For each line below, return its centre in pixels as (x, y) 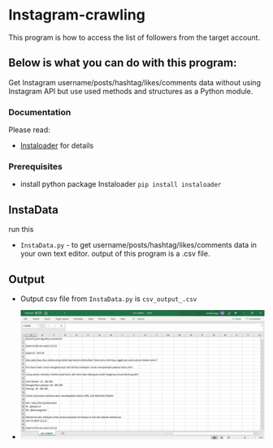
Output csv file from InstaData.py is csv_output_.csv (108, 299)
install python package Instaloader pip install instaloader (121, 184)
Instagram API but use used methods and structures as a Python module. (131, 91)
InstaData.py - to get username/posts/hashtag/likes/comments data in (139, 245)
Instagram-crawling (77, 15)
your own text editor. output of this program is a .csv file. (115, 254)
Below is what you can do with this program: (123, 63)
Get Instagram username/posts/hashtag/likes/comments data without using (135, 82)
